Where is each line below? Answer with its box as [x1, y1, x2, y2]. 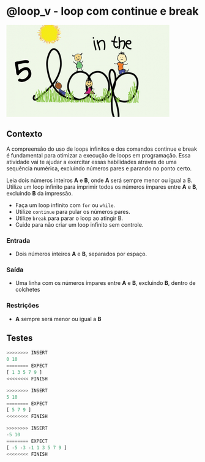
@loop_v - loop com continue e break [6, 4, 199, 18]
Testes [6, 333, 33, 344]
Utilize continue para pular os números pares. [15, 208, 130, 215]
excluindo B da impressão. [6, 189, 73, 197]
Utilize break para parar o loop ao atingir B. [15, 214, 124, 222]
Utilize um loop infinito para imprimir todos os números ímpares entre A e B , [6, 183, 198, 191]
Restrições [6, 301, 40, 310]
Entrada [6, 236, 31, 244]
